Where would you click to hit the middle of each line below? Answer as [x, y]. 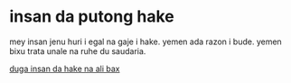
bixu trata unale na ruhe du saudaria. [78, 51]
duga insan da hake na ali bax [65, 69]
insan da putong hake [92, 17]
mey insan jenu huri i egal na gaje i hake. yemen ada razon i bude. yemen [145, 41]
